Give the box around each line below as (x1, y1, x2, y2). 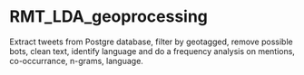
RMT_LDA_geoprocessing (9, 6, 209, 27)
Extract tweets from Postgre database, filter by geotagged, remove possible (9, 36, 293, 47)
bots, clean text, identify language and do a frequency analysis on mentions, (9, 45, 295, 56)
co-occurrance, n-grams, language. (9, 55, 143, 66)
